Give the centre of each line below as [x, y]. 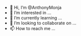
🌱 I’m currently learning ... [36, 18]
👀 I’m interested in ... [30, 13]
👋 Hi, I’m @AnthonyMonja [36, 8]
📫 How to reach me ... [32, 28]
